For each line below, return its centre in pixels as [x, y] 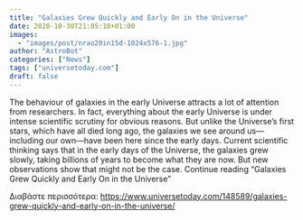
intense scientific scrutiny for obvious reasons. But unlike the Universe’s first [152, 121]
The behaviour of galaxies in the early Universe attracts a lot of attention [144, 102]
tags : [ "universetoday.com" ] [64, 69]
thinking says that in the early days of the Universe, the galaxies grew [139, 150]
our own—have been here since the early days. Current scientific [167, 140]
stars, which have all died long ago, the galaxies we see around [128, 131]
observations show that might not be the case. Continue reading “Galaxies [148, 169]
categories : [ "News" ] [50, 60]
